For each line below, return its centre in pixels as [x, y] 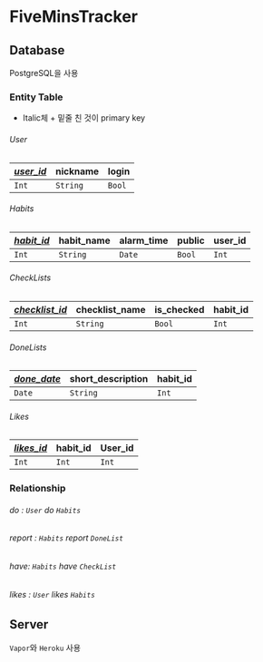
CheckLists [30, 277]
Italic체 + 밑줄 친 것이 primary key [84, 118]
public [191, 240]
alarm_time [144, 240]
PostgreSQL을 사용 [44, 73]
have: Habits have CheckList [63, 566]
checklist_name [111, 309]
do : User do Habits [45, 510]
